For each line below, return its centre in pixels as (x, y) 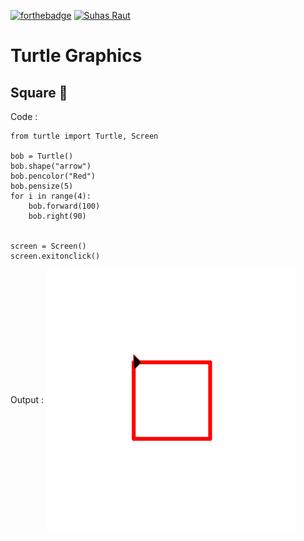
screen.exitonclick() (55, 256)
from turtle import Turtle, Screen (84, 136)
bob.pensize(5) (42, 186)
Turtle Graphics (76, 56)
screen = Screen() (48, 246)
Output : (27, 400)
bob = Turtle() (42, 156)
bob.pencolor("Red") (53, 176)
